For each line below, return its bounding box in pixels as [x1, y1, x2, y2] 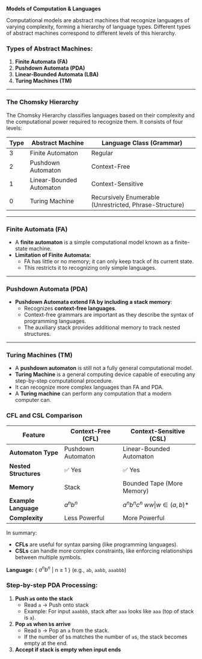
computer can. [14, 396, 52, 404]
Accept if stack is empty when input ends [14, 646, 121, 653]
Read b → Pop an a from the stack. [23, 627, 109, 634]
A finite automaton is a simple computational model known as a [14, 238, 174, 246]
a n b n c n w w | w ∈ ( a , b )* [123, 500, 189, 509]
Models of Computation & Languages [6, 5, 101, 12]
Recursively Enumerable [91, 193, 160, 201]
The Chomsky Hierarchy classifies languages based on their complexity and [6, 111, 195, 119]
